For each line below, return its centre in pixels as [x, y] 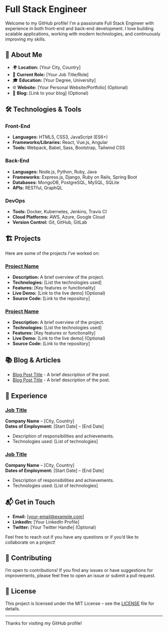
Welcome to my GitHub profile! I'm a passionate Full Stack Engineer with [79, 23]
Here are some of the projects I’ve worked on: [52, 253]
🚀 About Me [24, 55]
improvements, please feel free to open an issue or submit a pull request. [80, 575]
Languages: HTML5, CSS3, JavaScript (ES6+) [60, 137]
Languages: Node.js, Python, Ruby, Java [54, 172]
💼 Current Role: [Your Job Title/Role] [50, 74]
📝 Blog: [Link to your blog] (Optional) [50, 93]
